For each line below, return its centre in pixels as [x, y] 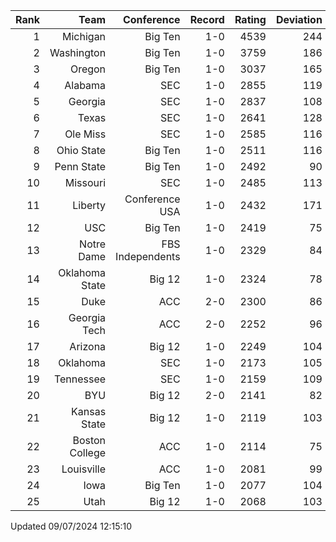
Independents [148, 256]
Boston [89, 440]
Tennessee [80, 379]
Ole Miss [85, 134]
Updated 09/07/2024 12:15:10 [71, 526]
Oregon [88, 69]
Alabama [85, 85]
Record [207, 19]
